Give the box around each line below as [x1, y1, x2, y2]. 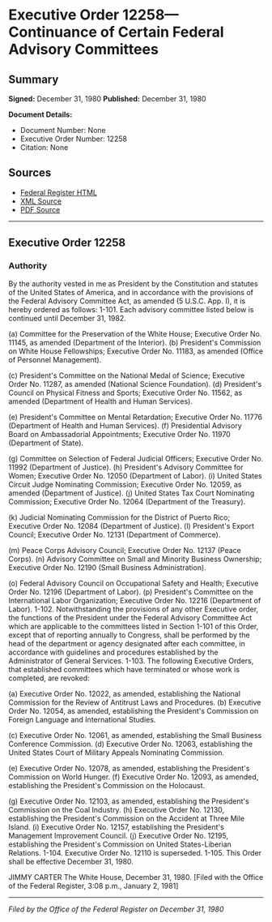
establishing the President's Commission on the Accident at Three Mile [8, 813, 245, 823]
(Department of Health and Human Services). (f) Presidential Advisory [8, 420, 242, 431]
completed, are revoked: [8, 673, 90, 683]
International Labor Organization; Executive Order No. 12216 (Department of [8, 595, 261, 605]
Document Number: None [19, 126, 107, 135]
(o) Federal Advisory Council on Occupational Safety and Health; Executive [8, 578, 259, 588]
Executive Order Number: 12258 [19, 134, 128, 144]
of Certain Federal [100, 23, 224, 41]
